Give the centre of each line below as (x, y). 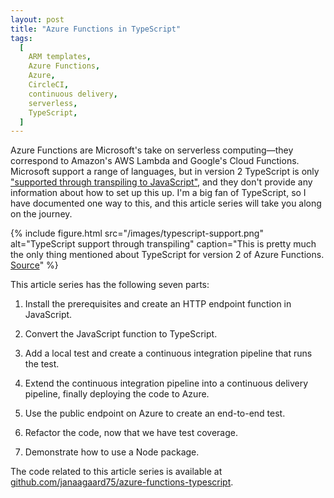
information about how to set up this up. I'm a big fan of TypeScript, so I (158, 193)
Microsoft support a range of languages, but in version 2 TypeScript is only (165, 172)
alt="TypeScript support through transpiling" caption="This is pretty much (163, 244)
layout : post (37, 19)
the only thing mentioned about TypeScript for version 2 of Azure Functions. (167, 255)
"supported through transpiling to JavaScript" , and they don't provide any (161, 182)
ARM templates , (60, 57)
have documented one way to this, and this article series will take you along (166, 203)
